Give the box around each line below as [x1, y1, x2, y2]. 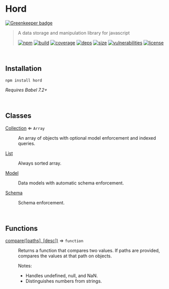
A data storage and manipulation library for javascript [17, 30, 130, 36]
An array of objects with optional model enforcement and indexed [18, 135, 156, 141]
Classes [5, 112, 32, 120]
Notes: [18, 263, 32, 269]
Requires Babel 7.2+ [5, 87, 47, 93]
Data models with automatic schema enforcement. [18, 179, 124, 186]
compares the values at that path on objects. [18, 253, 112, 259]
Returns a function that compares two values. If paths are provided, [18, 248, 160, 254]
